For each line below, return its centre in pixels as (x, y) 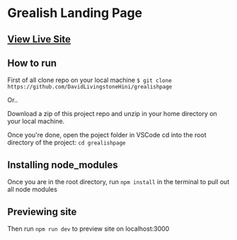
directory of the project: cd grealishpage (67, 142)
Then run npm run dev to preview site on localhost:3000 (88, 229)
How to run (32, 63)
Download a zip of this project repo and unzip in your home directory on (112, 114)
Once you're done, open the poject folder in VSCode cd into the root (107, 135)
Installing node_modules (63, 165)
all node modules (33, 190)
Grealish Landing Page (75, 13)
